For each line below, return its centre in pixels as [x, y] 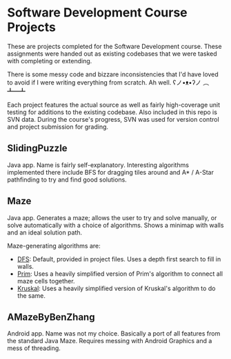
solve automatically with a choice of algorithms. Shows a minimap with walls [115, 225]
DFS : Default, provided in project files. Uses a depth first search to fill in [119, 259]
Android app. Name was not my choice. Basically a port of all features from [114, 334]
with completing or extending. [50, 61]
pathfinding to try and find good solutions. [67, 179]
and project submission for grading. [58, 127]
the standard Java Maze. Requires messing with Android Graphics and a [110, 341]
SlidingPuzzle [37, 148]
